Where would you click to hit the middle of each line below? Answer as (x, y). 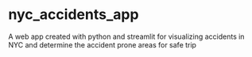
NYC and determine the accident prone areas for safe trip (103, 44)
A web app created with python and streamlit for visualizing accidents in (126, 36)
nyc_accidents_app (74, 15)
